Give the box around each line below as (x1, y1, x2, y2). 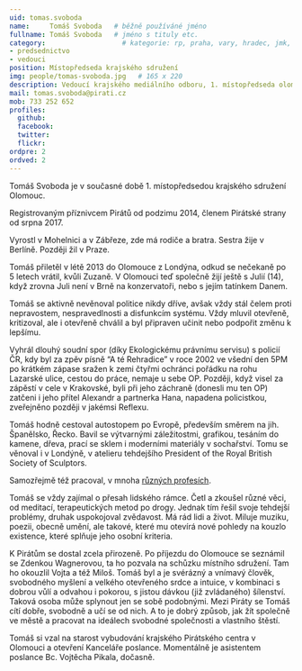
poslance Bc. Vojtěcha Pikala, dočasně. (9, 651, 155, 662)
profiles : (9, 105, 47, 114)
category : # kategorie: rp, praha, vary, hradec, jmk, (9, 38, 292, 48)
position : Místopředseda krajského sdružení (9, 64, 179, 73)
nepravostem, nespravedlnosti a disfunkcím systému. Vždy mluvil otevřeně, (9, 307, 289, 318)
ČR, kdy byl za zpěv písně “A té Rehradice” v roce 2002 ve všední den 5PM (9, 353, 289, 365)
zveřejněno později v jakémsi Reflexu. (9, 402, 149, 413)
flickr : (17, 139, 47, 148)
